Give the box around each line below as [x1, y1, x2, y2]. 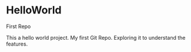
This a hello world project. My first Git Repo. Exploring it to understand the [6, 34, 186, 41]
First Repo [6, 23, 31, 30]
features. [6, 40, 28, 47]
